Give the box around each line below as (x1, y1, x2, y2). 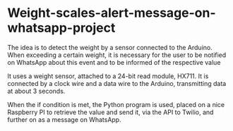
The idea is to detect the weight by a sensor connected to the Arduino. (7, 43, 213, 51)
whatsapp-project (7, 20, 116, 36)
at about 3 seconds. (7, 87, 66, 95)
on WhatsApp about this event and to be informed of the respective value (7, 58, 221, 66)
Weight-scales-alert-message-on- (7, 5, 217, 21)
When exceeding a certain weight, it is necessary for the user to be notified (7, 51, 227, 59)
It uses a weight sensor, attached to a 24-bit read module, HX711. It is (7, 72, 209, 80)
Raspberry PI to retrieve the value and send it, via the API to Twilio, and (7, 108, 214, 116)
